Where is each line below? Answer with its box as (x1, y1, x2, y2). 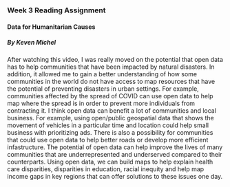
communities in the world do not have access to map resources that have (7, 78, 216, 86)
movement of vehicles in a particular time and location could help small (7, 121, 209, 129)
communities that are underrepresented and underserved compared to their (7, 151, 222, 159)
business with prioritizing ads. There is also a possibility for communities (7, 129, 213, 137)
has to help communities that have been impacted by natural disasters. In (7, 63, 215, 71)
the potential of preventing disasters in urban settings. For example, (7, 85, 200, 93)
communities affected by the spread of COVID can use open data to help (7, 92, 213, 100)
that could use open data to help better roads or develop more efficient (7, 136, 209, 144)
